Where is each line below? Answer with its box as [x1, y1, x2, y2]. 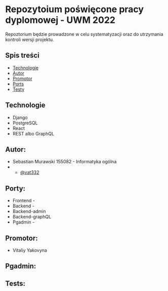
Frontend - [12, 198, 35, 204]
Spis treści [5, 51, 39, 60]
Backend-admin [12, 208, 46, 214]
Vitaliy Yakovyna [12, 247, 47, 253]
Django [12, 114, 28, 120]
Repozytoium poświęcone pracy [5, 4, 144, 15]
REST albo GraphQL [12, 130, 55, 136]
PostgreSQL [12, 120, 38, 126]
